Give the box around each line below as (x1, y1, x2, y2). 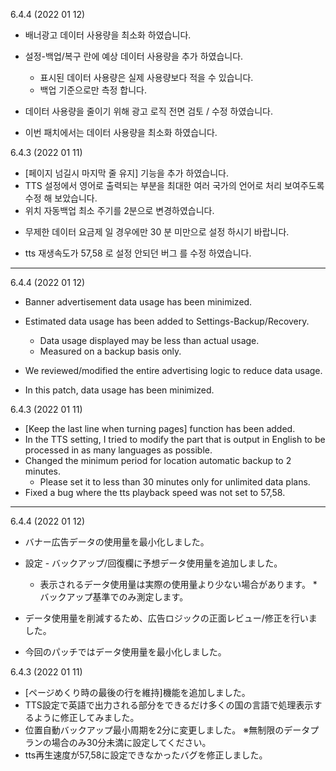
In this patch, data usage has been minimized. (24, 384, 215, 396)
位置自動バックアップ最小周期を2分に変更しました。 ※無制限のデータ (24, 724, 311, 736)
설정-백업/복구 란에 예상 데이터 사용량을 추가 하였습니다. (24, 50, 244, 62)
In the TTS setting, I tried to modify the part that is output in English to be (24, 434, 326, 445)
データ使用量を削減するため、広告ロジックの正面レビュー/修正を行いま (24, 612, 318, 624)
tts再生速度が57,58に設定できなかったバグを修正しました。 (24, 749, 268, 761)
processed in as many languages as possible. (24, 444, 213, 456)
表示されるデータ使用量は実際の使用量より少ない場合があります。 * (39, 579, 318, 590)
